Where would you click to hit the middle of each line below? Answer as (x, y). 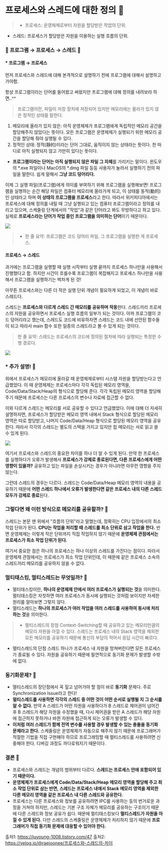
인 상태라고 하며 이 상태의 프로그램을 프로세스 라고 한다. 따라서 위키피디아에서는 (82, 197)
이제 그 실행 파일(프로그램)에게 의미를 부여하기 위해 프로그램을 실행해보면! (77, 185)
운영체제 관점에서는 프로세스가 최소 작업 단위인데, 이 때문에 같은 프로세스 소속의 (82, 557)
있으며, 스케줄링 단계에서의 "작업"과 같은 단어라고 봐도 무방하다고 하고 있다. (88, 210)
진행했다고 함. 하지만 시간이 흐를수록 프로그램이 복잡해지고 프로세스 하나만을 (79, 273)
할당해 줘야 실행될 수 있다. (47, 138)
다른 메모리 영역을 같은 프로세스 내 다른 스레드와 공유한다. (68, 795)
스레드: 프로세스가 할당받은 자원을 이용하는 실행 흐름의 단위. (70, 36)
